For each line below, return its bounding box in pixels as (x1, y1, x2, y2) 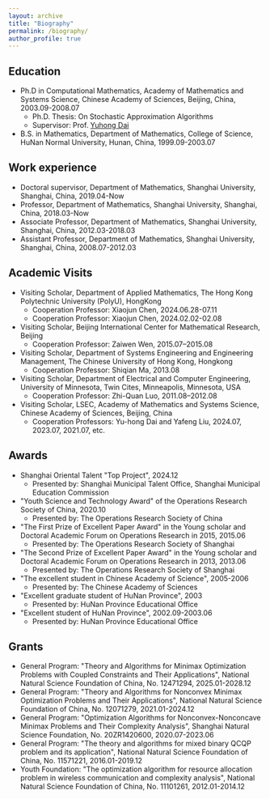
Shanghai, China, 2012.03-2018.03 (19, 225, 136, 235)
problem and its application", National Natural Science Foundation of (19, 747, 248, 757)
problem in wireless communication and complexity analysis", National (19, 773, 255, 783)
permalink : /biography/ (8, 27, 89, 35)
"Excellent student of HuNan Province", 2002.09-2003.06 (19, 608, 213, 618)
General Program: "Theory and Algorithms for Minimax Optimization (19, 661, 247, 671)
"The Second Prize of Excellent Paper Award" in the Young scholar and (19, 547, 257, 557)
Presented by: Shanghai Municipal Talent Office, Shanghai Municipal (32, 478, 260, 488)
